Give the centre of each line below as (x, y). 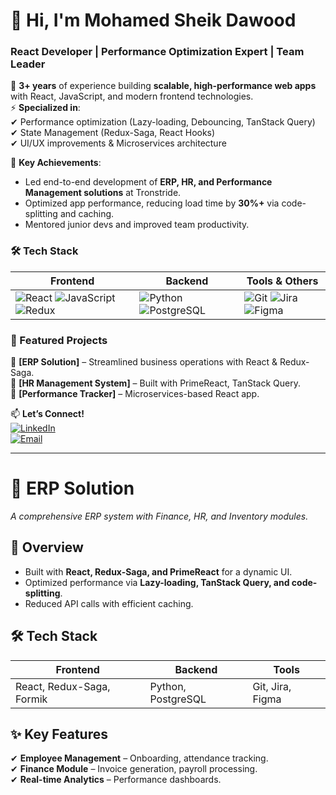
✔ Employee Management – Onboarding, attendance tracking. (139, 758)
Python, (168, 686)
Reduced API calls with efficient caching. (109, 603)
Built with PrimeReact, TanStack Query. (220, 383)
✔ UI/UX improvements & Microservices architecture (118, 143)
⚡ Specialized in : (45, 108)
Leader (28, 64)
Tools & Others (282, 281)
